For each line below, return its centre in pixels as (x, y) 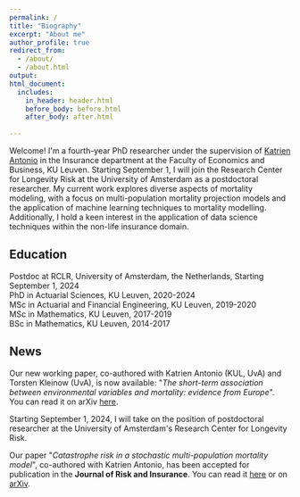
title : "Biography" (46, 26)
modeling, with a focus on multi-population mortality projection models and (148, 198)
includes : (35, 92)
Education (38, 255)
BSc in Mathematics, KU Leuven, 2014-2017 (90, 323)
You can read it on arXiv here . (64, 402)
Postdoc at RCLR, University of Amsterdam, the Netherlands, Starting (137, 276)
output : (24, 76)
